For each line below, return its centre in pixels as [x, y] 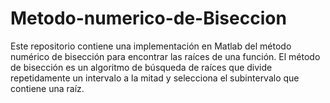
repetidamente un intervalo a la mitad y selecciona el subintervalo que [155, 78]
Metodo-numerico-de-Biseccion [148, 18]
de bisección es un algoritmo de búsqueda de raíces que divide [141, 67]
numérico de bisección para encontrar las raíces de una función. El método [165, 56]
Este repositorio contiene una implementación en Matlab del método [151, 46]
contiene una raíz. [47, 88]
